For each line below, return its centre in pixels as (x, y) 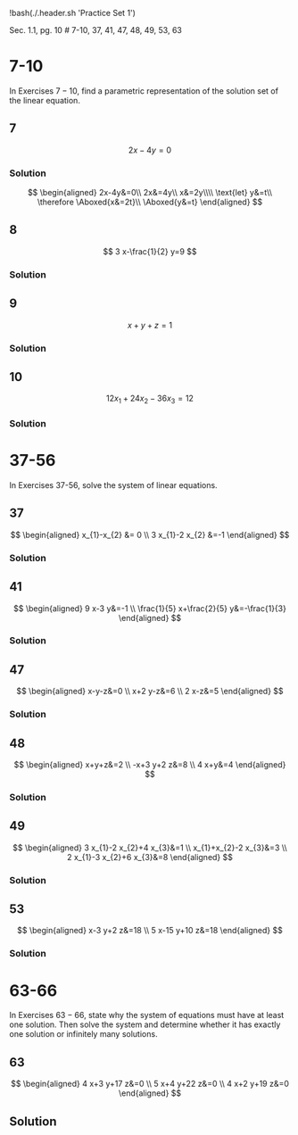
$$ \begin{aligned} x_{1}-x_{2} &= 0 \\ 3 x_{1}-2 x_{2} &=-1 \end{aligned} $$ (150, 534)
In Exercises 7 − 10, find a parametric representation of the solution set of (144, 91)
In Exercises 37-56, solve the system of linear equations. (113, 485)
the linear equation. (45, 100)
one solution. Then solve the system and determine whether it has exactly (145, 1024)
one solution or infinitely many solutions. (83, 1034)
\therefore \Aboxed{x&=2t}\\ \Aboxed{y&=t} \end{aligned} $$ (150, 202)
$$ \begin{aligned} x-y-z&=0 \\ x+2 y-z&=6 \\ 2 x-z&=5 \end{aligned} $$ (150, 692)
